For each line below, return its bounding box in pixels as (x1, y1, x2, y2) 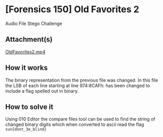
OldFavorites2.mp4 (5, 48, 46, 54)
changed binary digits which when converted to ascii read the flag (5, 121, 144, 128)
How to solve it (5, 102, 53, 111)
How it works (5, 64, 48, 72)
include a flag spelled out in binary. (5, 88, 79, 94)
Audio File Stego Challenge (5, 20, 63, 26)
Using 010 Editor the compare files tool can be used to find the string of (5, 116, 155, 122)
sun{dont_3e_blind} (5, 127, 47, 132)
